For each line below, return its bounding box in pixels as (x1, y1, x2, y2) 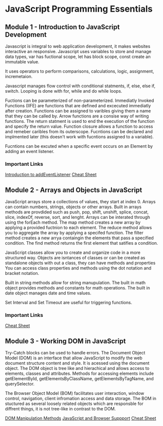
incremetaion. (5, 74, 33, 79)
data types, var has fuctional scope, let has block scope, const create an (5, 54, 151, 59)
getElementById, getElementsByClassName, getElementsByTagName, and (5, 376, 154, 382)
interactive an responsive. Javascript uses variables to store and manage (5, 49, 152, 54)
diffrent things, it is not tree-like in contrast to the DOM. (5, 406, 116, 412)
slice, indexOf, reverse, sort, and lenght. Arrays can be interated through (5, 214, 150, 220)
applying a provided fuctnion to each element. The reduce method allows (5, 225, 152, 231)
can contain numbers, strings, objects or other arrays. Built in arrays (5, 204, 142, 210)
